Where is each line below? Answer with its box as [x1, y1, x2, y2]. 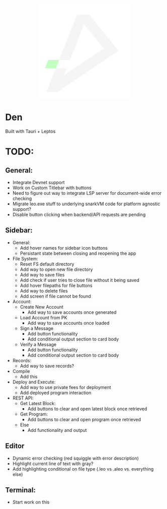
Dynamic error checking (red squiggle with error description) [12, 455, 139, 461]
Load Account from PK [20, 314, 67, 320]
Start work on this [12, 499, 50, 505]
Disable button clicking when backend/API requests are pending [12, 211, 146, 217]
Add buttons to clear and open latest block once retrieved [27, 406, 147, 412]
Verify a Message [20, 341, 57, 347]
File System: [12, 255, 39, 261]
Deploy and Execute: [12, 379, 56, 385]
